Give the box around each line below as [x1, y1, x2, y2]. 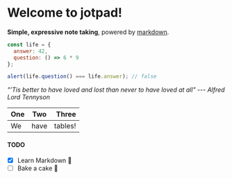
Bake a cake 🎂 [17, 164, 58, 172]
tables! [54, 121, 76, 131]
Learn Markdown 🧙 [17, 156, 72, 164]
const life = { [7, 41, 51, 48]
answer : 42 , [13, 47, 49, 55]
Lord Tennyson [7, 93, 51, 101]
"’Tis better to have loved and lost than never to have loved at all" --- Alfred [7, 85, 225, 94]
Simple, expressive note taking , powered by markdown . [7, 28, 169, 36]
